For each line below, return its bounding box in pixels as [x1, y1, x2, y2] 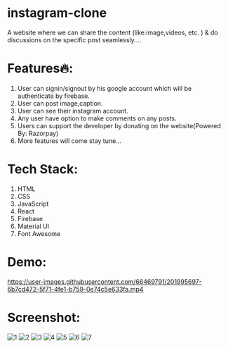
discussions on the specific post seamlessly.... [7, 35, 142, 44]
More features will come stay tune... [17, 136, 121, 145]
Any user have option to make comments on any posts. [17, 114, 177, 123]
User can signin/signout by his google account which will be [17, 84, 192, 92]
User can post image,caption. [17, 99, 103, 107]
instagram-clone [7, 5, 107, 21]
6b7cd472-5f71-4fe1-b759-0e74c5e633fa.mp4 [7, 285, 144, 293]
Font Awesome [17, 229, 61, 237]
